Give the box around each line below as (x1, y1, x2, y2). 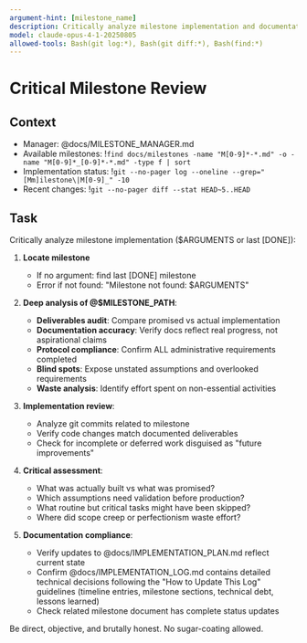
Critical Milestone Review (9, 79, 207, 99)
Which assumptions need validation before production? (36, 492, 245, 503)
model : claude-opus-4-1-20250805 (9, 30, 137, 39)
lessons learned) (36, 596, 101, 607)
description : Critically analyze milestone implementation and (9, 22, 256, 31)
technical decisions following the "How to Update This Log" (36, 576, 261, 587)
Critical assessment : (22, 465, 103, 476)
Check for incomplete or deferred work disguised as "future (36, 437, 262, 448)
